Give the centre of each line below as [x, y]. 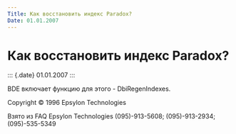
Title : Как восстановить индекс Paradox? [70, 14]
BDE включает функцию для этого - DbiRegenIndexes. [89, 89]
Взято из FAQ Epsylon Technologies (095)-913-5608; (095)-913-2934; [112, 116]
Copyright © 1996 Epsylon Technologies [67, 103]
